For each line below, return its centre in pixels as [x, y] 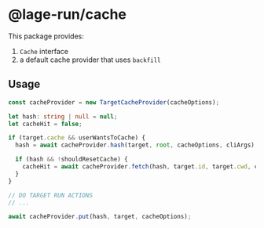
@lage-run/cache [68, 14]
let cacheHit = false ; [45, 124]
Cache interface [44, 51]
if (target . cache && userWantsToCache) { [77, 138]
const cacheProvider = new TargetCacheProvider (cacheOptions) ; [114, 102]
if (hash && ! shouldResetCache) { [71, 159]
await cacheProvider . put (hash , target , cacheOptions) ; [100, 217]
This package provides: [46, 36]
